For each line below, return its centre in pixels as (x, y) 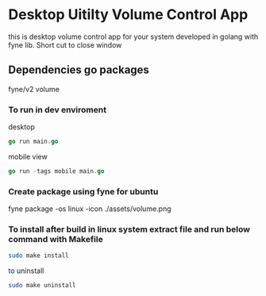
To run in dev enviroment (58, 110)
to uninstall (26, 271)
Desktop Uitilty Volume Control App (128, 15)
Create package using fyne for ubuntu (83, 191)
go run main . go (33, 142)
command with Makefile (56, 240)
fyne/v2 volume (34, 89)
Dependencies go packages (79, 70)
